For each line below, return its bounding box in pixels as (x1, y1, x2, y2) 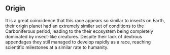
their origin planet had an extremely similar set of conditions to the (5, 23, 144, 29)
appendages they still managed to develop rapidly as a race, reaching (5, 39, 151, 45)
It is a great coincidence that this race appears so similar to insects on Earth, (5, 17, 165, 23)
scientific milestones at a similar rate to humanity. (5, 44, 109, 50)
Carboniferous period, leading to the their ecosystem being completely (5, 28, 153, 34)
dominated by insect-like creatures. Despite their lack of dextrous (5, 33, 142, 39)
